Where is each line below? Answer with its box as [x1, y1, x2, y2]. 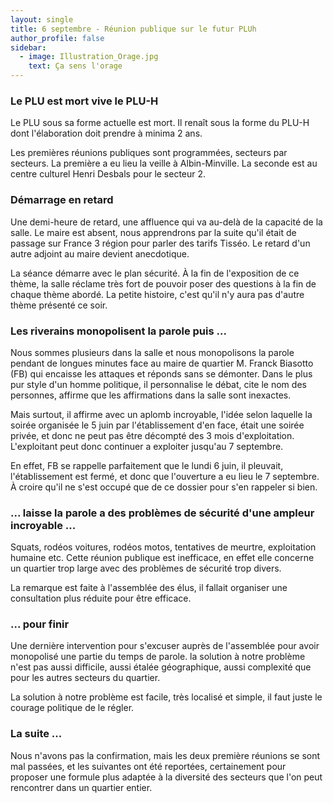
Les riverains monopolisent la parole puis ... [10, 324, 227, 338]
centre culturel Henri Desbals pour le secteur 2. [10, 168, 207, 180]
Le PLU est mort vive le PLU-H [10, 94, 159, 108]
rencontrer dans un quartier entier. [10, 781, 153, 793]
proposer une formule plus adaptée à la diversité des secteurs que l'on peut [10, 771, 323, 783]
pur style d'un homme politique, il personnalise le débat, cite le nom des [10, 378, 307, 390]
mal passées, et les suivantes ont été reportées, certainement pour [10, 760, 287, 772]
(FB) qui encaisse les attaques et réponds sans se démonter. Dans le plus [10, 367, 313, 380]
